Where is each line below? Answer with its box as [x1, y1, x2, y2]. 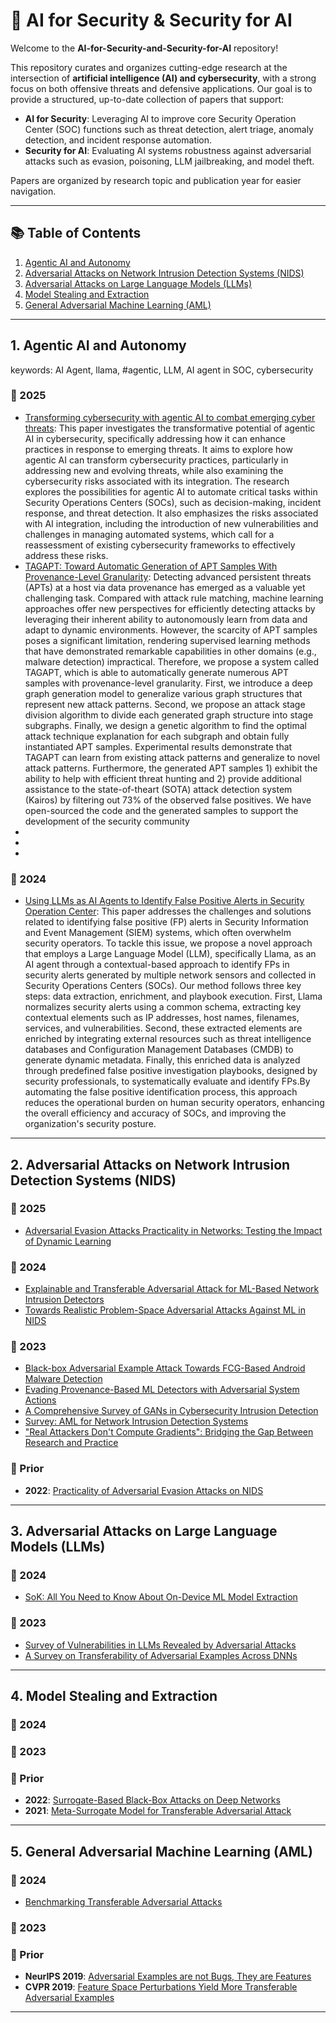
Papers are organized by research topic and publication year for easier [10, 174, 302, 186]
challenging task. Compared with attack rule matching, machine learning [24, 592, 324, 604]
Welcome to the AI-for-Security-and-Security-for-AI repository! [10, 42, 279, 54]
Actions [24, 1394, 57, 1406]
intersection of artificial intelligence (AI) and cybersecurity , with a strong [10, 72, 317, 84]
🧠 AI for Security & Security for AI [10, 9, 293, 32]
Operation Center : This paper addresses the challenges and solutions [24, 905, 312, 918]
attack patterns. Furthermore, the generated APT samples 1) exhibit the [24, 762, 318, 774]
